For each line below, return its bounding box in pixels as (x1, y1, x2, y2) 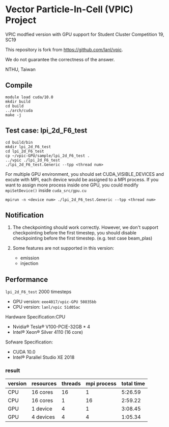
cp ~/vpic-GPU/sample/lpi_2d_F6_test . (5, 153, 90, 158)
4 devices (31, 414, 55, 421)
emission (20, 255, 40, 261)
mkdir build (5, 99, 31, 104)
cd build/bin (5, 140, 33, 145)
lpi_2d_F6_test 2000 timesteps (5, 289, 72, 295)
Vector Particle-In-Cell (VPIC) (5, 4, 133, 15)
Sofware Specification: (5, 339, 53, 345)
